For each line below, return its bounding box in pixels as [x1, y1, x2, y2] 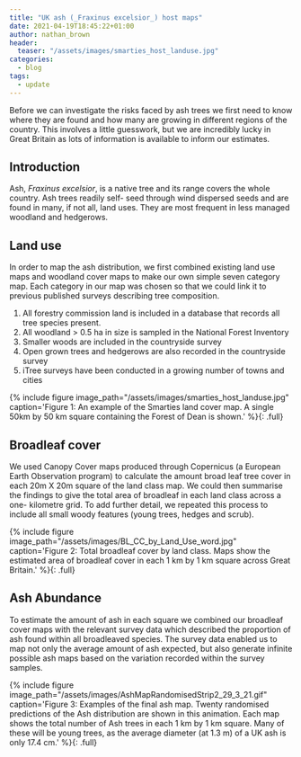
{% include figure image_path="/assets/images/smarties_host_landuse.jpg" [9, 392, 289, 403]
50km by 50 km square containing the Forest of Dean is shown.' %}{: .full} [9, 411, 284, 423]
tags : [9, 72, 30, 81]
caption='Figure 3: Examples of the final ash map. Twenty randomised [9, 699, 270, 709]
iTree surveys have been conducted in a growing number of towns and [22, 365, 285, 376]
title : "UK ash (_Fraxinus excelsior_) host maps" [9, 13, 203, 22]
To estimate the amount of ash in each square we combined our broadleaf [9, 614, 284, 625]
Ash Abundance [9, 591, 102, 606]
